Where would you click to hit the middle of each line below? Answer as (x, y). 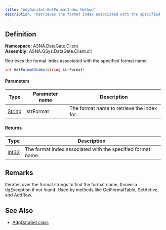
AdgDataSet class (30, 223)
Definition (21, 34)
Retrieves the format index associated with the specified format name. (77, 61)
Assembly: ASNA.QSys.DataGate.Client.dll (49, 51)
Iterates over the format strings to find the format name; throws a (71, 185)
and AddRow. (19, 195)
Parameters (17, 81)
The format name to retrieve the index (113, 108)
